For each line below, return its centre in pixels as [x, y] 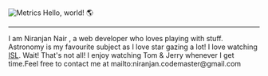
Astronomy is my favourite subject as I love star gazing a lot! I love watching [133, 47]
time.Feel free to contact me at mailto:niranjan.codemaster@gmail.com [125, 64]
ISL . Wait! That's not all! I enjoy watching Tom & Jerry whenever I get [121, 55]
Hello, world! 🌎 [68, 13]
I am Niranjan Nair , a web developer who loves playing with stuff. [116, 38]
